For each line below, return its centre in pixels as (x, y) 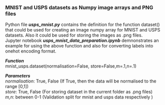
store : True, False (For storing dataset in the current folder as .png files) (79, 92)
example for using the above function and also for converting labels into (79, 46)
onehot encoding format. (31, 51)
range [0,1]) (17, 86)
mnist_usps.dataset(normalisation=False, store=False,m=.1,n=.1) (71, 66)
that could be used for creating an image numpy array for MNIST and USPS (83, 30)
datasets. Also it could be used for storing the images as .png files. (74, 35)
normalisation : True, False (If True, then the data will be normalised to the (81, 81)
